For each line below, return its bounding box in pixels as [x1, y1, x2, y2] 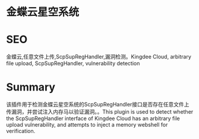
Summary [6, 80, 55, 94]
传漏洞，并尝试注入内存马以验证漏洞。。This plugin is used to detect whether [6, 108, 194, 115]
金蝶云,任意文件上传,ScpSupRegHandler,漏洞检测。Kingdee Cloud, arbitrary [6, 53, 192, 60]
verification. [6, 128, 36, 135]
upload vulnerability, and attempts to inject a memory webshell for [6, 121, 168, 128]
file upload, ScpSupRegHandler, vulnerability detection [6, 60, 140, 67]
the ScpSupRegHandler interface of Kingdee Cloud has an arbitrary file [6, 115, 180, 122]
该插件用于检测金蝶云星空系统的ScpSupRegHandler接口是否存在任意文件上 [6, 101, 189, 108]
